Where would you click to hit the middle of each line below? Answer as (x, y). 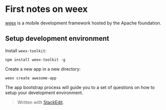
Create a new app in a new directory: (43, 69)
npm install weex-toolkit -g (35, 60)
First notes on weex (46, 9)
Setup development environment (57, 39)
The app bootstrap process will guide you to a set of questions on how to (80, 87)
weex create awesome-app (31, 78)
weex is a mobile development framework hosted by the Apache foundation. (83, 23)
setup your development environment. (44, 93)
